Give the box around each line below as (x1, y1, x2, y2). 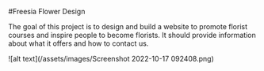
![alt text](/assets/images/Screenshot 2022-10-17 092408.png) (8, 54, 214, 63)
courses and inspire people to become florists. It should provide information (8, 31, 256, 39)
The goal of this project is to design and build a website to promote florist (8, 22, 248, 31)
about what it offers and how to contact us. (8, 39, 149, 48)
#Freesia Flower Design (8, 7, 86, 16)
